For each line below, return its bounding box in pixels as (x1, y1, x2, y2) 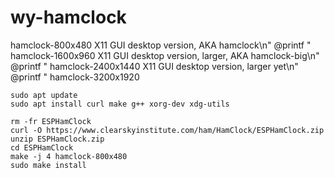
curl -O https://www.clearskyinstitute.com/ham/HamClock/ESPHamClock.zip (10, 125, 325, 135)
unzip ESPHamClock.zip (10, 134, 105, 144)
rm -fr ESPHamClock (10, 116, 92, 126)
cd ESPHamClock (10, 142, 74, 153)
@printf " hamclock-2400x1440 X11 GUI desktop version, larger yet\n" (10, 60, 299, 72)
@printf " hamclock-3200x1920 (10, 71, 140, 83)
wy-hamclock (10, 6, 127, 29)
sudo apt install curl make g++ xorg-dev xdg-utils (10, 99, 230, 109)
